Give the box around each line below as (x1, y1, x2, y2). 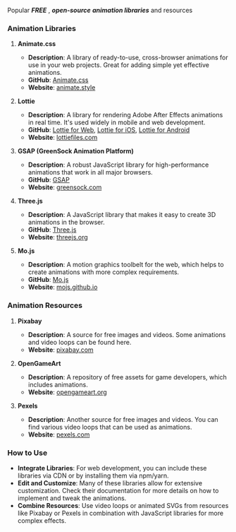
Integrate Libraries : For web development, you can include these (17, 463, 207, 472)
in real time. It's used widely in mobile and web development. (27, 118, 206, 126)
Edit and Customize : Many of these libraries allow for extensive (17, 478, 203, 487)
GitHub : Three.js (27, 225, 77, 234)
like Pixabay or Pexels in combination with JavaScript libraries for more (17, 509, 224, 517)
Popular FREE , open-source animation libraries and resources (7, 6, 193, 14)
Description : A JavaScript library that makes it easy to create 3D (27, 211, 216, 219)
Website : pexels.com (27, 430, 90, 439)
